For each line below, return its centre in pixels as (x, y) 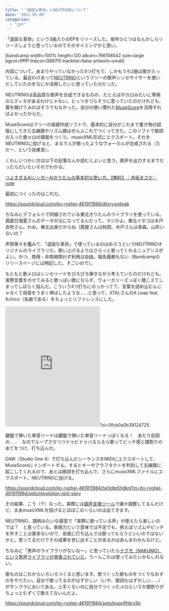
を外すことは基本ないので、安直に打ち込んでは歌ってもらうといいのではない (84, 534)
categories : (18, 19)
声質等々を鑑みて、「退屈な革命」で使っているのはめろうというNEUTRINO (82, 244)
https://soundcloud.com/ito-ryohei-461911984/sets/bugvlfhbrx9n (73, 603)
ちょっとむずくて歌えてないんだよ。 (43, 593)
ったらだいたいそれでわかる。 (36, 167)
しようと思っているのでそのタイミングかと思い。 (69, 46)
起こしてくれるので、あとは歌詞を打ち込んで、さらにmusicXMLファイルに (82, 472)
